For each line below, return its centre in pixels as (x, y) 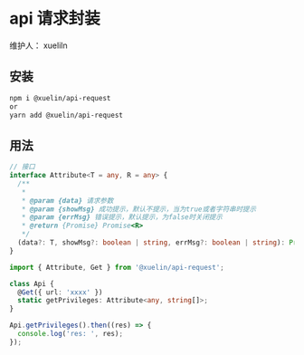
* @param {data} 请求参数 (67, 200)
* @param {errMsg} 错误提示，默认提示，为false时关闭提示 (122, 217)
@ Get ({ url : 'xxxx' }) (60, 292)
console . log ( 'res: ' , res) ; (71, 334)
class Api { (32, 283)
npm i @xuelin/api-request (60, 98)
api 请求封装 (55, 19)
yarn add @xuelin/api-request (66, 115)
